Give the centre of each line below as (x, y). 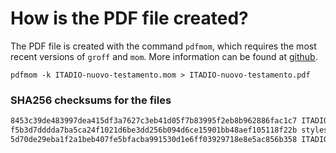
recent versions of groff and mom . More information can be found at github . (164, 56)
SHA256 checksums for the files (91, 100)
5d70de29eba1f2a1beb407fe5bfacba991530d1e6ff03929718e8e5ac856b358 (154, 139)
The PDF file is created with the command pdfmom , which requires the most (163, 46)
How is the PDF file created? (129, 18)
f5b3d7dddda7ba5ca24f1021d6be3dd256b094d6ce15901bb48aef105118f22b (154, 130)
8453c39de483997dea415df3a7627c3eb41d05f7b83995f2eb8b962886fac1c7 (154, 121)
